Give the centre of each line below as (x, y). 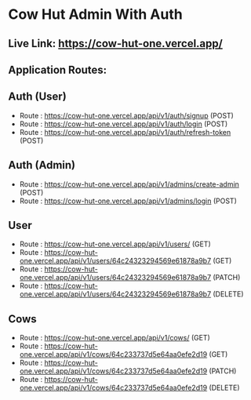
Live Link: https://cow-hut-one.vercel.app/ (116, 44)
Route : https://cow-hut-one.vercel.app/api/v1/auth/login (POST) (124, 124)
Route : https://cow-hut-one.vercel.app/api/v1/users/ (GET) (115, 244)
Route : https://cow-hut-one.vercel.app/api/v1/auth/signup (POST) (126, 115)
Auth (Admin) (42, 165)
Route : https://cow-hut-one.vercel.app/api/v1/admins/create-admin (129, 184)
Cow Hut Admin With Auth (95, 15)
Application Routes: (58, 69)
